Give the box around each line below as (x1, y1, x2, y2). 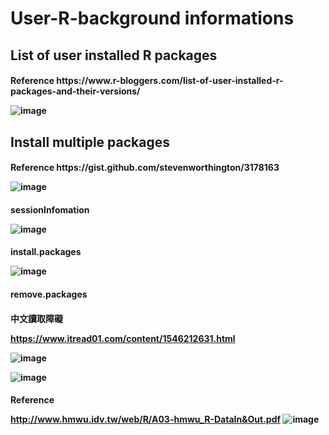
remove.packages (10, 288, 88, 300)
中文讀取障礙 (10, 312, 63, 324)
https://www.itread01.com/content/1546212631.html (10, 332, 236, 344)
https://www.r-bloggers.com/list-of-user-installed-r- (56, 75, 284, 87)
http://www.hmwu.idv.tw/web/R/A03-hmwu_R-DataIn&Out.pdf (10, 413, 282, 426)
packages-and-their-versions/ (10, 85, 141, 97)
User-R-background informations (10, 7, 295, 30)
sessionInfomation (10, 203, 90, 216)
